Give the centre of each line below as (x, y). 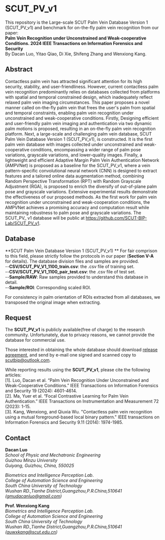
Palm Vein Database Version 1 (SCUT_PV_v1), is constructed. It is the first (79, 139)
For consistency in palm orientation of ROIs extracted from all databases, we (83, 297)
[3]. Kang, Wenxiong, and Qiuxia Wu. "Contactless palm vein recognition (79, 412)
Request (18, 318)
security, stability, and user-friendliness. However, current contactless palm (82, 87)
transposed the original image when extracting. (53, 302)
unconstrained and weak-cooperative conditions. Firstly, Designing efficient (82, 118)
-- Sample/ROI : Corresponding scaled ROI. (48, 287)
